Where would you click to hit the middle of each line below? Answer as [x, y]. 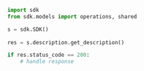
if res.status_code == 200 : [49, 55]
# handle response [47, 62]
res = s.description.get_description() [66, 42]
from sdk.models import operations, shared [72, 17]
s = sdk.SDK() [28, 29]
